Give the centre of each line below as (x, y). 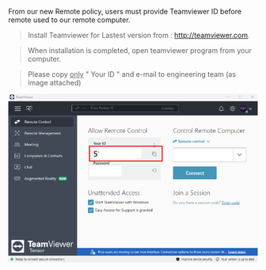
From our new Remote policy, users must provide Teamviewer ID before (125, 11)
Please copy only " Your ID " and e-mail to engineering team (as (131, 74)
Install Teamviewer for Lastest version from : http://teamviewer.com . (139, 35)
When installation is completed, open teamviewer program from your (139, 50)
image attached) (54, 83)
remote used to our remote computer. (69, 20)
